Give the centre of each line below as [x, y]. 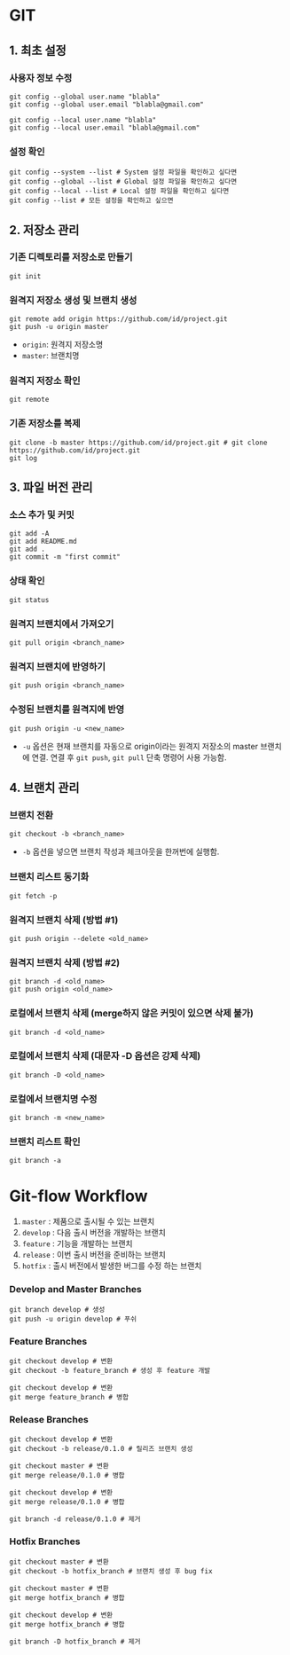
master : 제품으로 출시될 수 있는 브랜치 [88, 1221]
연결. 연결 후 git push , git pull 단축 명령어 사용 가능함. [129, 757]
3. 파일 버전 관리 [51, 487]
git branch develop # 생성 [57, 1309]
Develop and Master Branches [75, 1290]
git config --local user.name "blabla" [83, 120]
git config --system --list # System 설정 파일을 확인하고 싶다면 [123, 173]
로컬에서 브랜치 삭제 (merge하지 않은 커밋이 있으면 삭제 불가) [132, 1014]
